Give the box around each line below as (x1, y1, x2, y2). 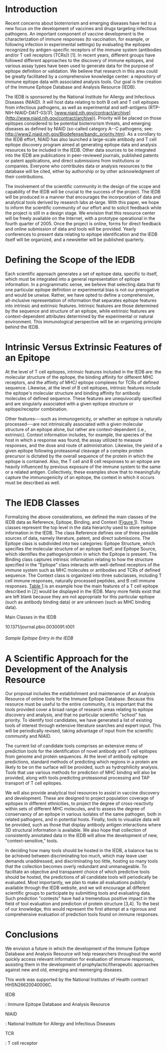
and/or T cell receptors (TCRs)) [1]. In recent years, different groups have (5, 52, 156, 58)
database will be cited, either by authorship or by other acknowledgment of (5, 168, 160, 174)
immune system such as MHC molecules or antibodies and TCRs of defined (5, 567, 161, 573)
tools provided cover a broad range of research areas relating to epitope (5, 707, 154, 713)
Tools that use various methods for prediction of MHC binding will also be (5, 769, 157, 775)
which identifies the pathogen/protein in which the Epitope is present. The (5, 551, 157, 557)
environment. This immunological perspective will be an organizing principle (5, 318, 162, 324)
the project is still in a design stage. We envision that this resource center (5, 209, 156, 216)
